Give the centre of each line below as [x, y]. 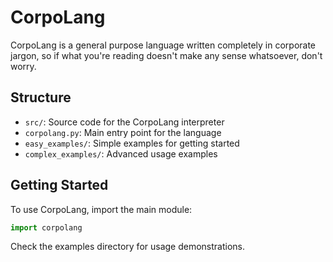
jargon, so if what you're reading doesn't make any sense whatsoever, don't [166, 55]
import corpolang [46, 227]
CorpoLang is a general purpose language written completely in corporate [163, 45]
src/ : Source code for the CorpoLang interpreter [124, 122]
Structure [41, 97]
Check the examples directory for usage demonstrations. [128, 247]
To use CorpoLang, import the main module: [101, 209]
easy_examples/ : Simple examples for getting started [132, 143]
